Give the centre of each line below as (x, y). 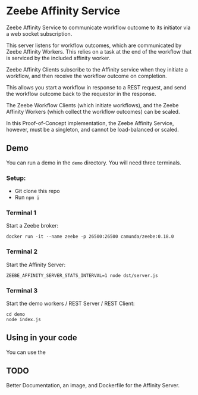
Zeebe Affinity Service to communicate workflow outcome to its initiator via (98, 27)
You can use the (26, 352)
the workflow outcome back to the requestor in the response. (81, 94)
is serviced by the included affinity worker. (58, 58)
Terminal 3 (22, 290)
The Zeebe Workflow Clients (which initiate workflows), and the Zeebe (92, 105)
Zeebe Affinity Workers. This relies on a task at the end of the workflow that (99, 51)
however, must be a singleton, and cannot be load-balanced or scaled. (93, 129)
